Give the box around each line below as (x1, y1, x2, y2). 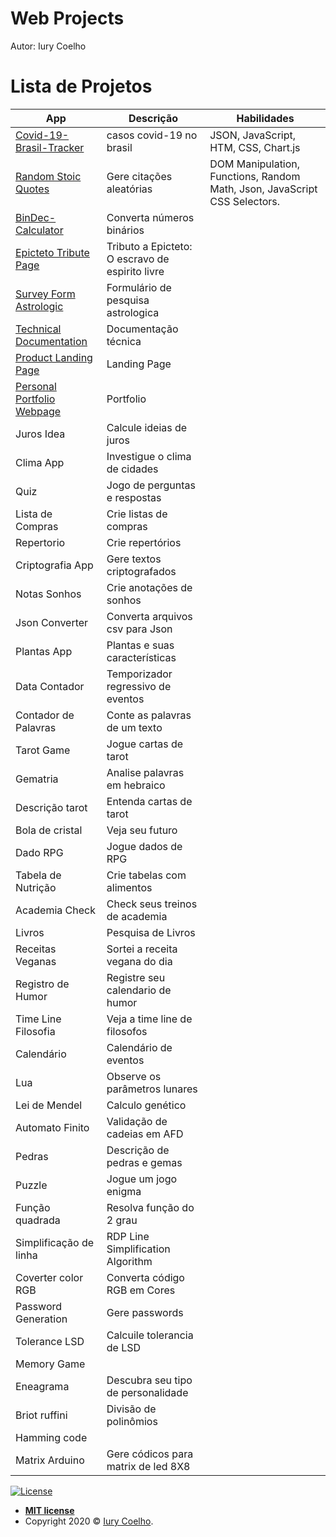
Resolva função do (106, 1200, 195, 1214)
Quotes (15, 182, 50, 196)
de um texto (106, 720, 163, 734)
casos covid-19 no (106, 128, 198, 142)
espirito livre (106, 264, 165, 278)
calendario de (106, 983, 172, 997)
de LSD (106, 1340, 142, 1354)
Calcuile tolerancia (106, 1328, 194, 1342)
